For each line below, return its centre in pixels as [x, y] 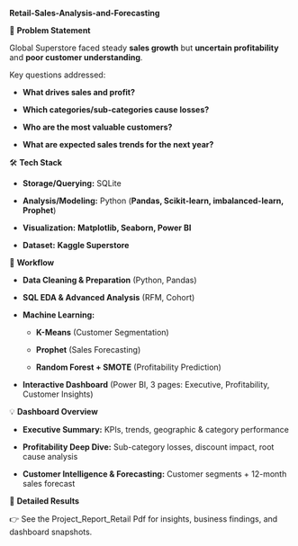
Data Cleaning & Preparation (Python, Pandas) [109, 280]
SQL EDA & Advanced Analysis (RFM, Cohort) [108, 297]
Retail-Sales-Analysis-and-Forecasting [85, 13]
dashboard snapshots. [51, 532]
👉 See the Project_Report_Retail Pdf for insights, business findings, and [144, 519]
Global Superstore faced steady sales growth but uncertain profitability [144, 48]
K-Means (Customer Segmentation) [102, 332]
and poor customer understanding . [76, 57]
